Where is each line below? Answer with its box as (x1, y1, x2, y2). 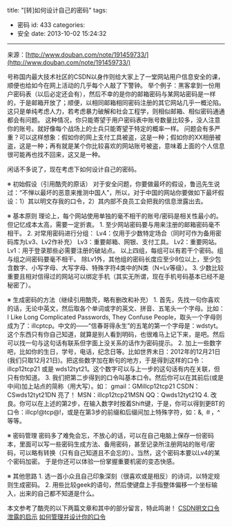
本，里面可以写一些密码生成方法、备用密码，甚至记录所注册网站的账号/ (7, 440, 209, 448)
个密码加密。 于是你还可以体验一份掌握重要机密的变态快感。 (7, 457, 178, 465)
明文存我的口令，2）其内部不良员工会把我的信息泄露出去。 (39, 197, 207, 205)
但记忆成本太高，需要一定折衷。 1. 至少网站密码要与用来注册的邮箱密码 (7, 221, 209, 228)
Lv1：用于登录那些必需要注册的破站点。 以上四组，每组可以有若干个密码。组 (7, 246, 224, 255)
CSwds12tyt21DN (7, 391, 57, 399)
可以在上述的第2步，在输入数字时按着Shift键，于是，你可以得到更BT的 (25, 400, 225, 407)
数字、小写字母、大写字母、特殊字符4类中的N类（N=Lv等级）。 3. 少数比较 (12, 263, 224, 272)
